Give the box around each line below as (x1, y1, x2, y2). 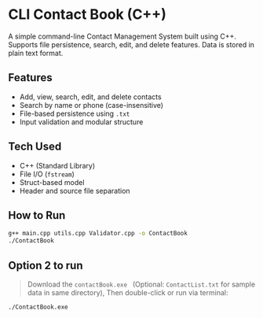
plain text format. (8, 48, 64, 57)
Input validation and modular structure (19, 116, 144, 127)
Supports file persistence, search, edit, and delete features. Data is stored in (8, 39, 255, 49)
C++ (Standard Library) (19, 161, 96, 170)
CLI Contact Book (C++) (8, 6, 166, 24)
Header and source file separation (19, 186, 131, 195)
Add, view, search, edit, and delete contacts (19, 92, 163, 102)
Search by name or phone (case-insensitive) (19, 100, 163, 109)
